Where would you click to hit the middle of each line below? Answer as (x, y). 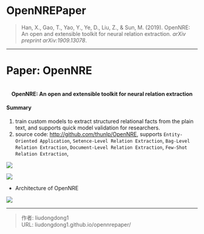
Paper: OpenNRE (49, 71)
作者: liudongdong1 (45, 218)
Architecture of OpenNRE (47, 188)
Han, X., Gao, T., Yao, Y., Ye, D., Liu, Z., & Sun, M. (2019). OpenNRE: (106, 27)
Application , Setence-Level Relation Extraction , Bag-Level (115, 141)
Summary (19, 108)
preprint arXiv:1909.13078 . (54, 40)
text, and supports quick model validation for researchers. (87, 128)
